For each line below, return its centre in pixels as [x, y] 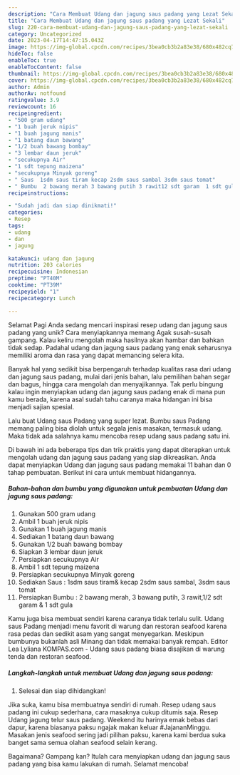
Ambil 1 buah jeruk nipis [53, 522]
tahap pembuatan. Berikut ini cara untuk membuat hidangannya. [102, 472]
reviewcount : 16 [32, 107]
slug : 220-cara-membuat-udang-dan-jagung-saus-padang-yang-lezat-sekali [118, 27]
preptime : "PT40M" [35, 279]
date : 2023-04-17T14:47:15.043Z [56, 41]
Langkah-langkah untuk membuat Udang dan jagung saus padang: [111, 673]
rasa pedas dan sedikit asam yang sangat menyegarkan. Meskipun [106, 634]
